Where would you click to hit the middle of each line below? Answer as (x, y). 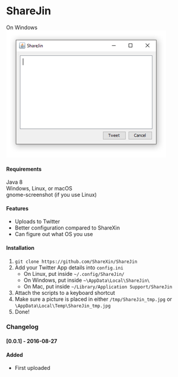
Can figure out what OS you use (54, 234)
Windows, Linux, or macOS (39, 188)
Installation (20, 247)
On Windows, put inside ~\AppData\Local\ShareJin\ (87, 280)
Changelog (22, 327)
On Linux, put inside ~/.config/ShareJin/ (74, 274)
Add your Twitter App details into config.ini (69, 267)
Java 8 (14, 182)
